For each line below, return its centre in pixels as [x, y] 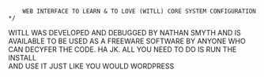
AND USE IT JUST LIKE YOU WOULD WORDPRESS [91, 66]
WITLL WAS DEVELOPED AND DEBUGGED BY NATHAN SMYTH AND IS [124, 33]
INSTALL [23, 58]
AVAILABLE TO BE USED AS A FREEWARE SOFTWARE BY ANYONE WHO [127, 41]
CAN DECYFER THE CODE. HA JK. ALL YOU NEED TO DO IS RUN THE [123, 49]
